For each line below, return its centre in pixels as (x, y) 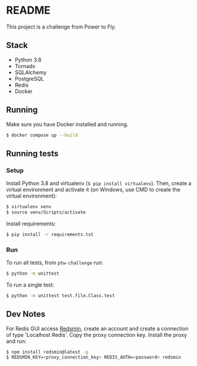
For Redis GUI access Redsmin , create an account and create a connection (97, 328)
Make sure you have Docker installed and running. (67, 124)
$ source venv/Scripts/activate (46, 212)
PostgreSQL (29, 78)
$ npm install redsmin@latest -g (47, 352)
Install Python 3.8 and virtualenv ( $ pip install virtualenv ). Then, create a (99, 183)
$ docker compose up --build (42, 135)
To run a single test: (30, 285)
